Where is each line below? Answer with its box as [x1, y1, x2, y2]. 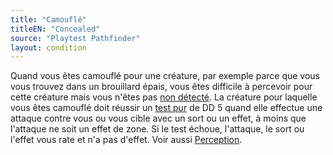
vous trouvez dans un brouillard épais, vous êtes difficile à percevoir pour [10, 81, 313, 93]
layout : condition [10, 42, 87, 53]
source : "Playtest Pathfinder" [10, 33, 141, 43]
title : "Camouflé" [10, 14, 87, 25]
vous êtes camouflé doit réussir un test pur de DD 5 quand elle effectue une [10, 102, 323, 114]
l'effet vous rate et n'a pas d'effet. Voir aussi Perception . [10, 134, 243, 146]
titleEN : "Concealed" [10, 24, 101, 34]
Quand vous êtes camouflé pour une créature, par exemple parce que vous [10, 70, 321, 82]
